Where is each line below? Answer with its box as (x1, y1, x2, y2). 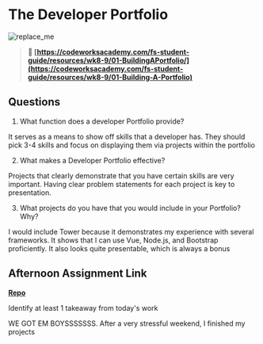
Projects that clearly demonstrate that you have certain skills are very (8, 170, 235, 180)
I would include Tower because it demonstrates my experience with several (8, 227, 254, 236)
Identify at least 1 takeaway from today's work (8, 303, 158, 312)
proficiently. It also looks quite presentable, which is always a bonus (8, 243, 231, 253)
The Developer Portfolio (8, 6, 169, 24)
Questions (8, 95, 61, 109)
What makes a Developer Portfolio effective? (19, 155, 166, 165)
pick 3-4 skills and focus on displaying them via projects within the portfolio (8, 140, 256, 150)
